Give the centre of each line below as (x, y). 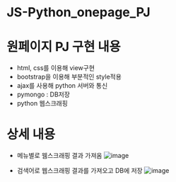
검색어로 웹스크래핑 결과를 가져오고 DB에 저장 (80, 171)
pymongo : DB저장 (43, 95)
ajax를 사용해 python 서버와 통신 (62, 86)
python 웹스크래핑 (42, 103)
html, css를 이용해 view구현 (55, 68)
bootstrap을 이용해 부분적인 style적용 (69, 77)
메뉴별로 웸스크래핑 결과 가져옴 (59, 156)
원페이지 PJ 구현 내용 (64, 47)
